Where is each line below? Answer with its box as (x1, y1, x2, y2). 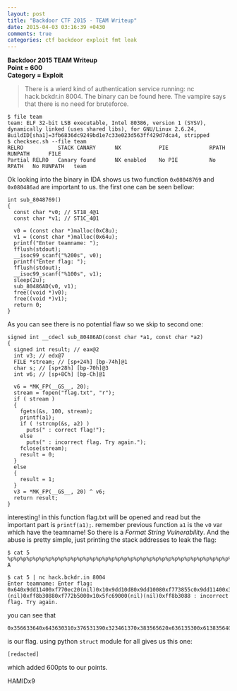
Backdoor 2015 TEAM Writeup (7, 56, 97, 64)
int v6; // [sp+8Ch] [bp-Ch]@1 (13, 371, 106, 378)
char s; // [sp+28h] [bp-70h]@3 (13, 365, 109, 372)
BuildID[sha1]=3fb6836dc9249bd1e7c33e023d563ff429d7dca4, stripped (7, 132, 210, 139)
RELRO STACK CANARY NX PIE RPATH (7, 144, 226, 152)
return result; (13, 495, 59, 502)
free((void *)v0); (13, 289, 68, 297)
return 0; (13, 302, 42, 309)
